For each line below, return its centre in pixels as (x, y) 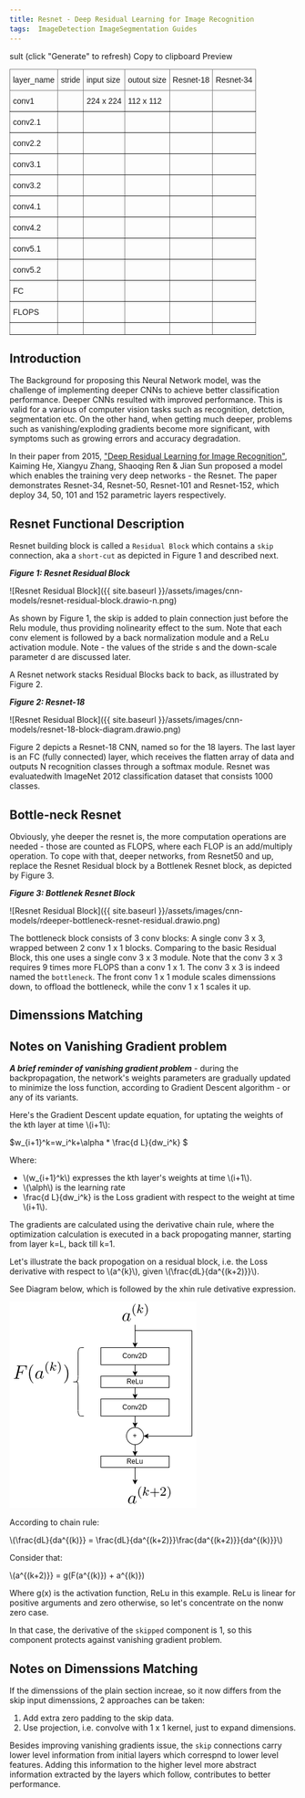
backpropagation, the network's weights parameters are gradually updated (150, 1078)
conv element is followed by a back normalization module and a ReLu (139, 638)
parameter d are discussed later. (70, 657)
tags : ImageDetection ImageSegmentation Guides (103, 29)
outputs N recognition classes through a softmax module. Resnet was (140, 767)
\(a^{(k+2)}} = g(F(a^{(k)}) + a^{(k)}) (77, 1575)
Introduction (46, 358)
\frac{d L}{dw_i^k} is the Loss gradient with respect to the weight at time (159, 1197)
